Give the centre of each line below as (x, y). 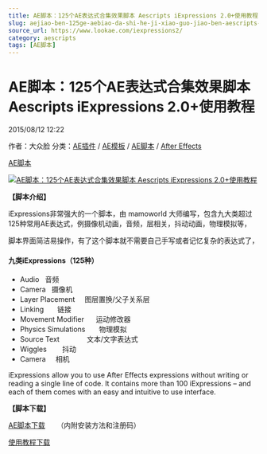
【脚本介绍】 (29, 197)
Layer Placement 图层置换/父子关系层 (85, 299)
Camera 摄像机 (46, 290)
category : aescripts (43, 38)
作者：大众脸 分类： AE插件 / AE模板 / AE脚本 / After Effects (105, 146)
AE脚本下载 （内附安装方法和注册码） (74, 425)
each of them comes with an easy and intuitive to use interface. (112, 392)
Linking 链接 (45, 309)
